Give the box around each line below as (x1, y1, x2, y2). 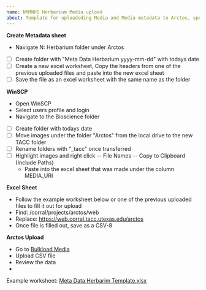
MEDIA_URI (24, 172, 53, 179)
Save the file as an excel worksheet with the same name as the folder (15, 75, 191, 83)
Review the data (15, 258, 56, 265)
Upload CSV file (15, 252, 56, 259)
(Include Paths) (15, 159, 54, 166)
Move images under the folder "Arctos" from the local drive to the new (15, 131, 193, 139)
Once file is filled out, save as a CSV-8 (15, 221, 112, 229)
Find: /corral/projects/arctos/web (15, 208, 99, 216)
